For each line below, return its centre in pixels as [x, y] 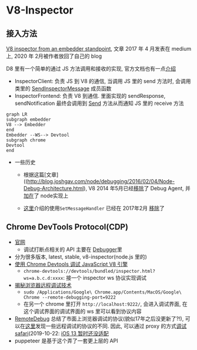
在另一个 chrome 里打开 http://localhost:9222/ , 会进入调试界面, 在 [105, 303]
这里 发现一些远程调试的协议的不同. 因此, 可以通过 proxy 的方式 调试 [106, 326]
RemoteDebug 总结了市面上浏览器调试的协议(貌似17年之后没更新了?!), [99, 318]
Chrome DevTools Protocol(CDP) [67, 227]
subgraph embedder [29, 120]
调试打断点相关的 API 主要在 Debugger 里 [73, 249]
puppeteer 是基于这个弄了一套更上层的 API [66, 341]
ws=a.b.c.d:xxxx [43, 278]
